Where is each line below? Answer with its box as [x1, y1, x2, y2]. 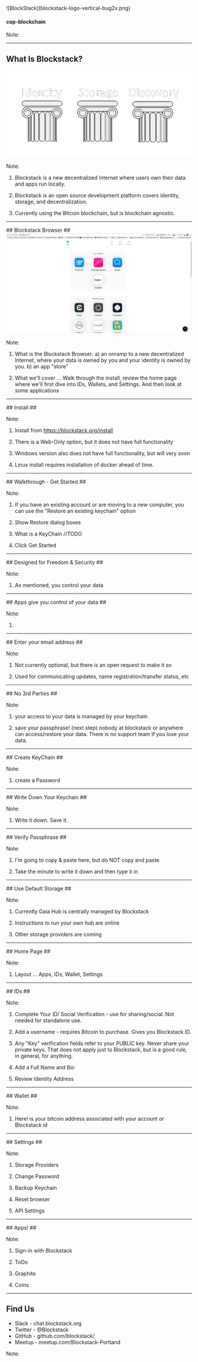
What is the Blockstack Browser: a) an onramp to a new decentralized [14, 350, 184, 357]
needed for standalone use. [14, 1017, 82, 1024]
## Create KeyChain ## [6, 754, 63, 761]
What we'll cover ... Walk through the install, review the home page [14, 374, 177, 381]
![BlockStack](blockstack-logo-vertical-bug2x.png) [6, 5, 131, 11]
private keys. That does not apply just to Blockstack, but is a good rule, [14, 1046, 187, 1053]
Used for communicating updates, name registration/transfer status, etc [14, 673, 190, 680]
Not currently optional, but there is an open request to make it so [14, 661, 172, 669]
